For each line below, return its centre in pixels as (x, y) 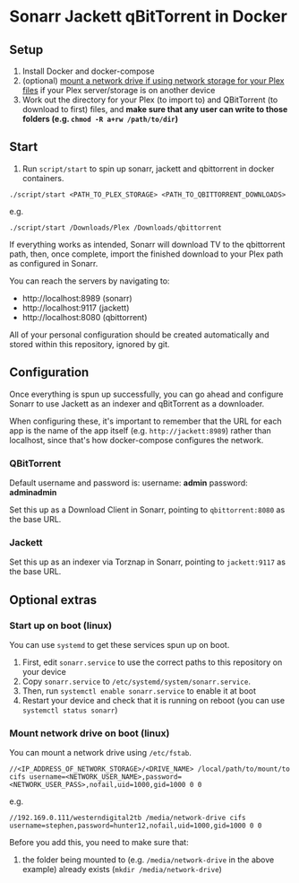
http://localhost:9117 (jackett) (76, 308)
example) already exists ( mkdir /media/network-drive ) (122, 870)
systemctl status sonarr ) (70, 710)
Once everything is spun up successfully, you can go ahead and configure (146, 394)
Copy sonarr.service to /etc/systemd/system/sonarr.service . (136, 681)
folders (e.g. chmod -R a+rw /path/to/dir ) (100, 119)
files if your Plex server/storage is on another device (119, 90)
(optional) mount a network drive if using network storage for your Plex (153, 81)
